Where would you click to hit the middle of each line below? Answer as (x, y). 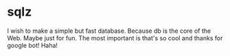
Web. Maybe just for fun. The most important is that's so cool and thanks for (115, 38)
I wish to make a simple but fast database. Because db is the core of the (109, 31)
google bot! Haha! (33, 45)
